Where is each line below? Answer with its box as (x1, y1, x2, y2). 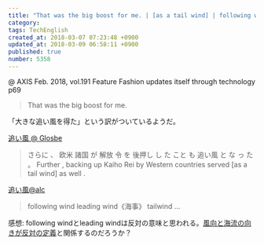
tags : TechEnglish (8, 26, 68, 34)
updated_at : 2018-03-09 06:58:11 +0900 (8, 41, 139, 49)
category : (8, 19, 41, 27)
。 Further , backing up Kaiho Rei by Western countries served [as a (27, 159, 247, 169)
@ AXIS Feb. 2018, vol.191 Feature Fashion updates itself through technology (8, 76, 255, 86)
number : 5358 (8, 56, 51, 64)
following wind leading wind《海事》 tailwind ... (27, 201, 181, 210)
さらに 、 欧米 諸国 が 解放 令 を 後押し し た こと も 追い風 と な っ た (27, 150, 254, 159)
